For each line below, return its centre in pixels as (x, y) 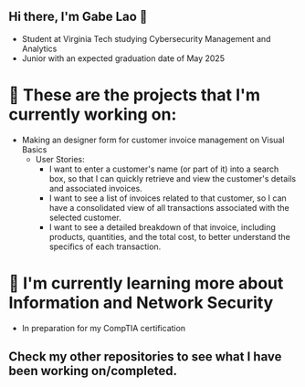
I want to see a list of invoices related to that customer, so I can (168, 198)
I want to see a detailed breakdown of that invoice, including (162, 227)
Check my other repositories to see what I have (145, 357)
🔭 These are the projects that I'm (135, 95)
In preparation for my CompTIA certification (104, 328)
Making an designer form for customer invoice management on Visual (153, 140)
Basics (34, 149)
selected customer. (85, 217)
